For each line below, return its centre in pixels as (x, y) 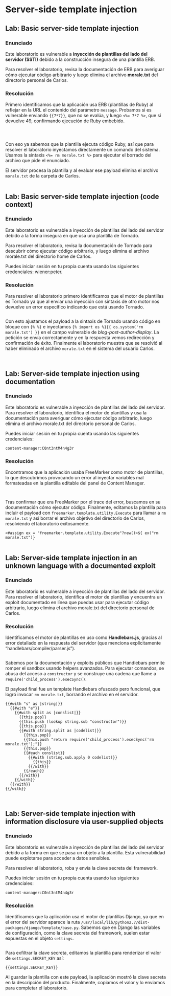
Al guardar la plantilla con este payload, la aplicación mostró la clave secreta (86, 977)
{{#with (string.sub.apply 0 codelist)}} (72, 758)
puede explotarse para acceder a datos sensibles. (58, 858)
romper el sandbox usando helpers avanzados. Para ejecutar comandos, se (85, 668)
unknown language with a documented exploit (80, 566)
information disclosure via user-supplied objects (84, 821)
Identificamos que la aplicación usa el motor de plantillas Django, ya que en (85, 917)
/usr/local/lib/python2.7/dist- (115, 923)
